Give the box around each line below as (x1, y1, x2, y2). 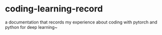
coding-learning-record (5, 3, 103, 14)
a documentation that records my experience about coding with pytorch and (5, 19, 158, 25)
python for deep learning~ (5, 24, 58, 30)
